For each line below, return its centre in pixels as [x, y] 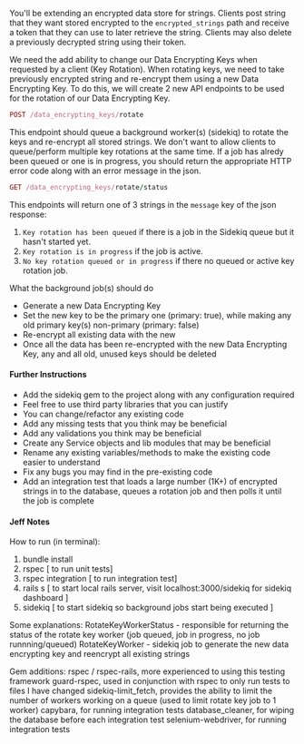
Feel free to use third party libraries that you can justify [125, 404]
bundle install [48, 559]
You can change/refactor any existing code [103, 414]
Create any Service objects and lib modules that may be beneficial [147, 443]
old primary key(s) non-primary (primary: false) [111, 325]
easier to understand [62, 462]
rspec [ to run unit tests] [68, 569]
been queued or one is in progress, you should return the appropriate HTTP [151, 161]
